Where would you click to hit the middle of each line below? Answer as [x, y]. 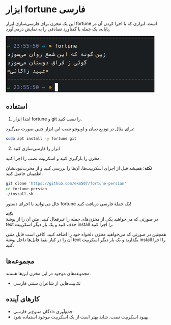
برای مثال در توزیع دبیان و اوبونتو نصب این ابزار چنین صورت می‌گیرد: [70, 129]
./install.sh [20, 194]
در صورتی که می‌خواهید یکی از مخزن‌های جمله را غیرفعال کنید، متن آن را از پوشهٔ [82, 219]
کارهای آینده [23, 299]
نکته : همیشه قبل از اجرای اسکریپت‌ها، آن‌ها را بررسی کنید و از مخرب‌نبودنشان [79, 168]
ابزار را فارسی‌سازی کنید [36, 148]
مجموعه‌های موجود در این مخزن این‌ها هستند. [48, 274]
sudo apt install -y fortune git [41, 138]
